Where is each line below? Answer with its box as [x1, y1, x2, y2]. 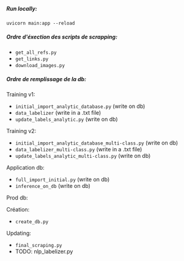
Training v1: [6, 90, 35, 98]
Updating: [6, 229, 32, 237]
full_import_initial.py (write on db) [15, 176, 110, 183]
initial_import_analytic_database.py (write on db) [15, 102, 145, 110]
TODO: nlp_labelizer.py [15, 248, 73, 255]
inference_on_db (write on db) [15, 182, 90, 189]
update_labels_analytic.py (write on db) [15, 115, 118, 123]
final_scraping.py [15, 242, 62, 248]
